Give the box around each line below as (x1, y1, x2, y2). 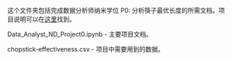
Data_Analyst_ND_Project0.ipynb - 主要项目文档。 (7, 30, 153, 38)
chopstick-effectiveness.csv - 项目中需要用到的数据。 (7, 45, 165, 53)
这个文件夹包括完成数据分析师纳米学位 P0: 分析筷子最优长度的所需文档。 (7, 6, 219, 14)
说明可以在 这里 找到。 (13, 15, 76, 23)
